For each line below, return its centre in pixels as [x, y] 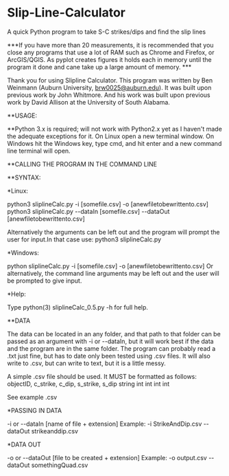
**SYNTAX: [24, 177]
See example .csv [32, 397]
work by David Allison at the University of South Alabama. [88, 102]
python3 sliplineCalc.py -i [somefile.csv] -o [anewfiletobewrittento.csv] [108, 204]
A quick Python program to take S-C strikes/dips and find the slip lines [107, 32]
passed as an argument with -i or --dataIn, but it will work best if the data [110, 341]
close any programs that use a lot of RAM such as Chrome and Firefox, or [111, 52]
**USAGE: [22, 116]
